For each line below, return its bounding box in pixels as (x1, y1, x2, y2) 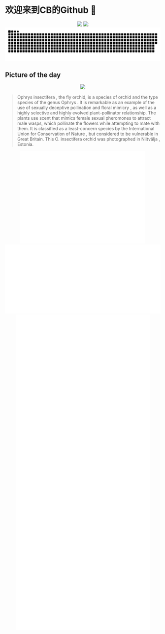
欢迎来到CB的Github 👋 (5, 4, 97, 16)
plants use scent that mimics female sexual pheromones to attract (17, 115, 151, 121)
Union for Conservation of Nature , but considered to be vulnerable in (17, 131, 159, 137)
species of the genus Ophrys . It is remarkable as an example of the (17, 99, 155, 105)
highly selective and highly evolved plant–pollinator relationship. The (17, 109, 156, 116)
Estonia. (17, 141, 33, 147)
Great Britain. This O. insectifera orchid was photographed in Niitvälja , (17, 136, 160, 142)
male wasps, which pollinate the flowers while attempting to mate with (17, 120, 160, 126)
